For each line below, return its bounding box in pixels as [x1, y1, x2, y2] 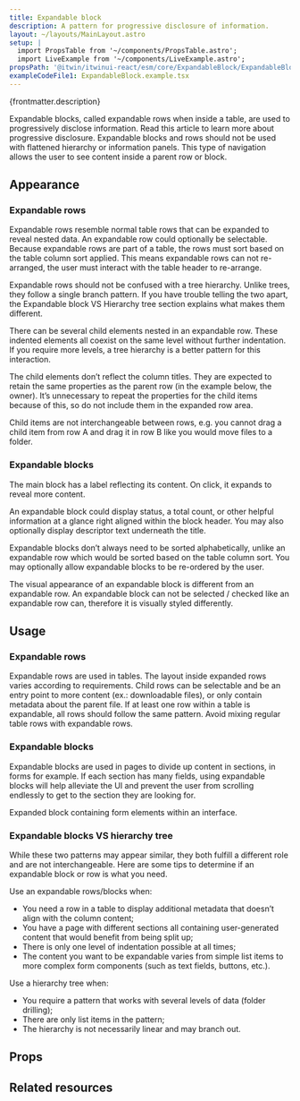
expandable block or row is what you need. [9, 869, 168, 880]
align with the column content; [21, 913, 134, 924]
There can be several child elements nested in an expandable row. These [9, 326, 279, 337]
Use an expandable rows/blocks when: [9, 886, 153, 897]
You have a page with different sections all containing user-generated [21, 923, 279, 934]
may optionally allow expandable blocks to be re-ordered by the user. [9, 561, 265, 572]
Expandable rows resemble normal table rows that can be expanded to [9, 225, 270, 235]
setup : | [9, 38, 42, 47]
